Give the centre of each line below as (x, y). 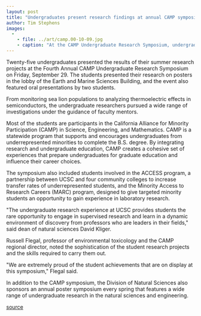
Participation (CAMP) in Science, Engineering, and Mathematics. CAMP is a (99, 130)
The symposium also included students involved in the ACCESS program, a (99, 173)
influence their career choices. (44, 161)
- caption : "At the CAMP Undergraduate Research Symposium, (93, 45)
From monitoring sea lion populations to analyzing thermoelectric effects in (99, 99)
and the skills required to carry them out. (56, 253)
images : (16, 28)
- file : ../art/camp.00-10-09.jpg (60, 39)
